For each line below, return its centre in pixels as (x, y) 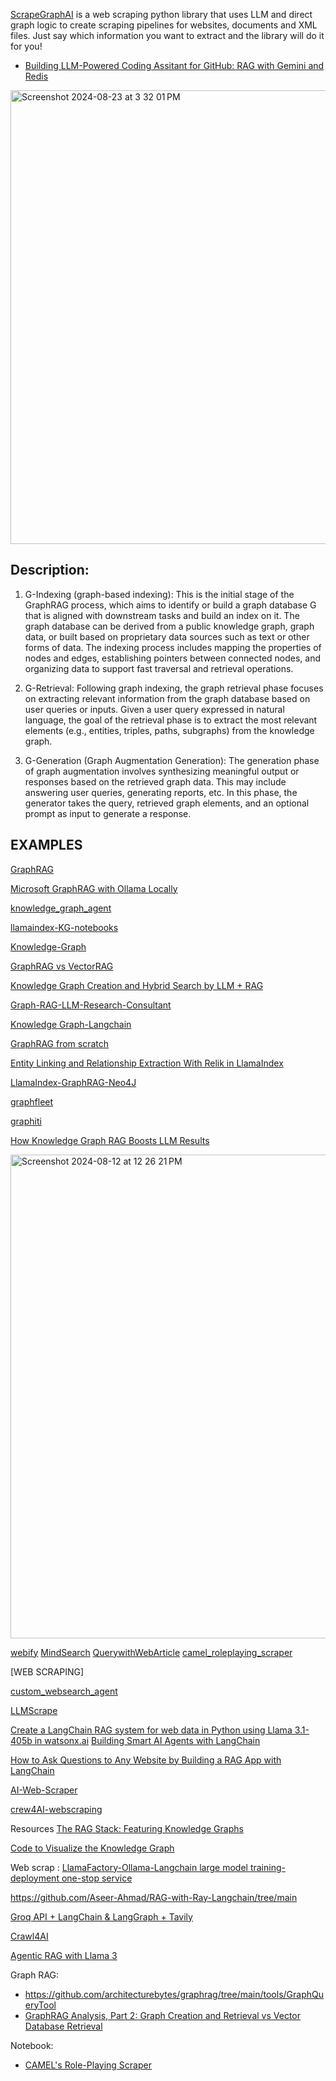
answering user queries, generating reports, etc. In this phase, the (161, 792)
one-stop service (97, 1878)
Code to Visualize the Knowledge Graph (92, 1848)
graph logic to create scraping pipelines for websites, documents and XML (164, 25)
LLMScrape (34, 1710)
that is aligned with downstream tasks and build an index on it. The (162, 615)
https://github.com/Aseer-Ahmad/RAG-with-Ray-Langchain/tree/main (154, 1897)
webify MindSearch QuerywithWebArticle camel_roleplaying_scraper (151, 1652)
